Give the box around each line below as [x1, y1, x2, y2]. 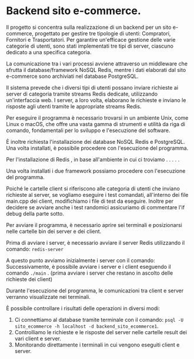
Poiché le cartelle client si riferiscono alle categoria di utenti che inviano [6, 185, 180, 192]
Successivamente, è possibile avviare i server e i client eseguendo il [6, 263, 172, 270]
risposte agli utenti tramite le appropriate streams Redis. [6, 103, 142, 110]
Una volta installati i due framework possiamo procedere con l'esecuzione [6, 167, 186, 174]
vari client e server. [14, 335, 62, 342]
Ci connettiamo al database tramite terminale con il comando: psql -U [14, 316, 184, 323]
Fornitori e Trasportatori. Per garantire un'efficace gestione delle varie [6, 36, 176, 43]
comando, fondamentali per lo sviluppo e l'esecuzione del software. [6, 127, 170, 134]
